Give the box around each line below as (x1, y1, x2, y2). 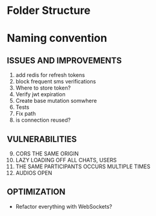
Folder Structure (7, 4, 91, 18)
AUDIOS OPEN (15, 169, 52, 176)
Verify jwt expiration (15, 91, 66, 98)
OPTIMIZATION (7, 187, 66, 197)
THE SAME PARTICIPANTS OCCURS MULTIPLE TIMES (15, 163, 151, 170)
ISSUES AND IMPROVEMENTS (7, 55, 122, 65)
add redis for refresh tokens (15, 71, 85, 79)
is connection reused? (15, 116, 71, 124)
